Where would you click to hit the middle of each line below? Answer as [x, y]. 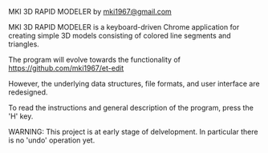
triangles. [24, 44]
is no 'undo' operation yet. [52, 140]
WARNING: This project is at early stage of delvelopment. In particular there [133, 132]
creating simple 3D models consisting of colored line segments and [120, 36]
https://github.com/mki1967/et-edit [66, 68]
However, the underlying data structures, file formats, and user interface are [134, 84]
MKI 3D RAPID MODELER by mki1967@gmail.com [90, 12]
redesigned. [28, 92]
